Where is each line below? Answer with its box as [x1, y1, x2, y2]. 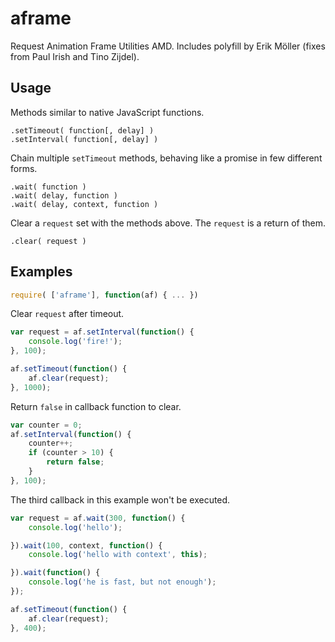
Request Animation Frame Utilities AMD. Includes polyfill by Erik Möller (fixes [10, 40, 326, 52]
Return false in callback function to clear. [10, 400, 182, 412]
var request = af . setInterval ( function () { [10, 327, 195, 337]
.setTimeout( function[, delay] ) [10, 125, 155, 136]
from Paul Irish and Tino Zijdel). [10, 50, 140, 62]
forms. [10, 162, 38, 174]
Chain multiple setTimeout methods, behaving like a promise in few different [10, 152, 323, 164]
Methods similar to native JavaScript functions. [10, 106, 205, 118]
